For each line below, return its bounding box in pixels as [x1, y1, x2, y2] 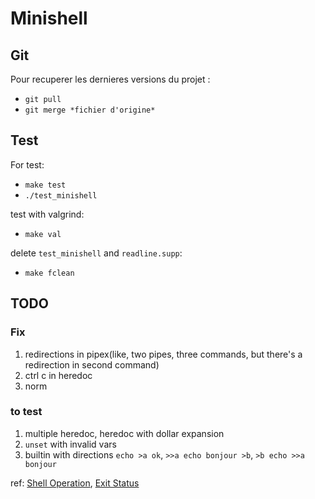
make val [24, 229, 62, 239]
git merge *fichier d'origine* [24, 105, 156, 115]
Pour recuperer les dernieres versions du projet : [10, 73, 211, 85]
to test [10, 405, 43, 419]
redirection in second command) [24, 358, 160, 371]
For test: [10, 158, 45, 171]
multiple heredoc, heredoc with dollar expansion [24, 427, 225, 439]
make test [24, 180, 67, 190]
